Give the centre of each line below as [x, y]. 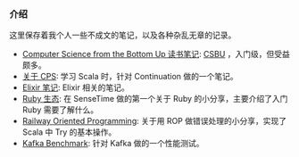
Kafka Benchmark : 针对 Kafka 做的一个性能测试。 [113, 144]
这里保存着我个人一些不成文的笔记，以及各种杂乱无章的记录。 [123, 35]
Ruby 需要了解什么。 [60, 110]
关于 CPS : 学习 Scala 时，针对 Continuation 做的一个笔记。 [130, 77]
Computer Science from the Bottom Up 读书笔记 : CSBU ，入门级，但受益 [156, 54]
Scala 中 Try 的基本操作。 [69, 132]
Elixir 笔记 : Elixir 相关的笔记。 [75, 87]
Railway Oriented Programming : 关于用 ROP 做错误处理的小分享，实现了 [154, 121]
